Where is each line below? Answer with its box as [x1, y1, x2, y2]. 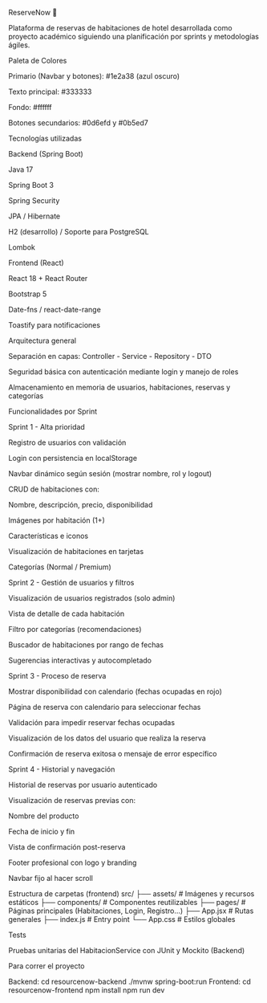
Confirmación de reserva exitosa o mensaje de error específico [8, 749, 217, 758]
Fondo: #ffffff [8, 103, 52, 112]
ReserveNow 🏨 [8, 8, 58, 17]
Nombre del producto [8, 811, 79, 821]
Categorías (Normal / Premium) [8, 562, 112, 572]
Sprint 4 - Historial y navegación [8, 764, 115, 774]
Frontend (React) [8, 258, 64, 267]
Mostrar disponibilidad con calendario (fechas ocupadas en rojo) [8, 687, 223, 696]
